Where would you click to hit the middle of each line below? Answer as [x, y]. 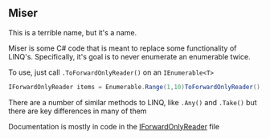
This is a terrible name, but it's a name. [73, 32]
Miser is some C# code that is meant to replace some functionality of [123, 48]
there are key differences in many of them [78, 111]
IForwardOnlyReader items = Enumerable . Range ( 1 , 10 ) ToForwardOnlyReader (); [136, 87]
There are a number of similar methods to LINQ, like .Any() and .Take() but [133, 102]
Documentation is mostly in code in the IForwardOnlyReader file [114, 126]
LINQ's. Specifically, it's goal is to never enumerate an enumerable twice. [129, 56]
